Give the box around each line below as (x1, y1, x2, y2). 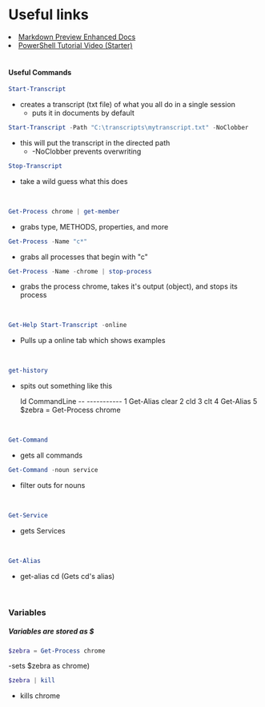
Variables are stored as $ (8, 626, 94, 637)
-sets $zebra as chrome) (8, 661, 90, 671)
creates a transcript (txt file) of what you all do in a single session (19, 100, 236, 110)
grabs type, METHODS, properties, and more (19, 222, 169, 231)
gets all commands (19, 450, 82, 461)
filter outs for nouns (19, 480, 86, 489)
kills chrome (19, 691, 61, 701)
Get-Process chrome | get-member (8, 207, 120, 215)
